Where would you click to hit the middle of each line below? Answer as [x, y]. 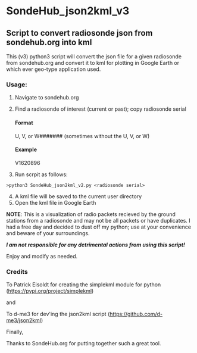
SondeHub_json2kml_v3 [68, 11]
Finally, [15, 332]
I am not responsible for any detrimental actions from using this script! [96, 245]
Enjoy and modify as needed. [42, 256]
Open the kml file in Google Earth [55, 202]
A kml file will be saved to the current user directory [78, 196]
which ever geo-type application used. [54, 69]
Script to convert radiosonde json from [79, 33]
